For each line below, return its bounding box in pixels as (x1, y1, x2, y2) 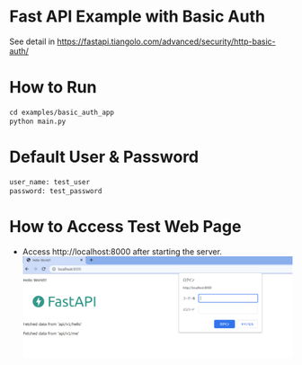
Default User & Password (9, 147, 200, 167)
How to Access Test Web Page (9, 217, 242, 236)
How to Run (9, 77, 97, 98)
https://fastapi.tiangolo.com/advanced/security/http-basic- (57, 36, 276, 47)
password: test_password (9, 186, 102, 195)
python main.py (9, 117, 67, 126)
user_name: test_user (9, 177, 91, 186)
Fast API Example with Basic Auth (9, 6, 265, 27)
